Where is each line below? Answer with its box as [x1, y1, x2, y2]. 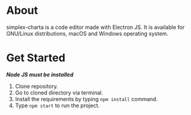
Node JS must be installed [6, 70, 74, 78]
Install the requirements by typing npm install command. [15, 95, 158, 102]
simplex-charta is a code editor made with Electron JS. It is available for [6, 23, 185, 31]
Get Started [6, 51, 65, 65]
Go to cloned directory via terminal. [15, 89, 103, 96]
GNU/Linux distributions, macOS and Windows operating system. [6, 30, 169, 37]
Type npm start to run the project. [15, 102, 100, 109]
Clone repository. [15, 82, 59, 90]
